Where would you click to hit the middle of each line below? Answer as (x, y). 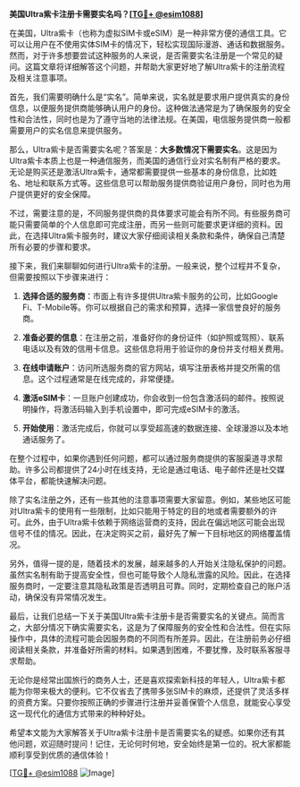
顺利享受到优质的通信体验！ (60, 755)
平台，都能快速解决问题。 (64, 481)
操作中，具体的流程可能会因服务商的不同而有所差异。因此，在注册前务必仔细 (150, 638)
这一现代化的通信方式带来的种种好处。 (79, 714)
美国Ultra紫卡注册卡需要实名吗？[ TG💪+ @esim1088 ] (106, 14)
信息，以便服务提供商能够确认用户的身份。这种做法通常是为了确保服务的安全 (150, 108)
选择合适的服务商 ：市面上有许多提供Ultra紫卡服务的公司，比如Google (150, 296)
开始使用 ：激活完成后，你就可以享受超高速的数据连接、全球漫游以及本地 (155, 428)
